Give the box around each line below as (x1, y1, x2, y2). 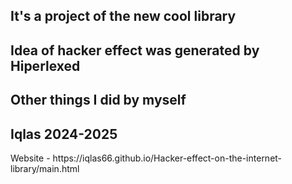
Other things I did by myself (10, 92, 187, 109)
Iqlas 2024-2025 (10, 125, 118, 143)
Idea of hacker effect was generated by (10, 42, 260, 59)
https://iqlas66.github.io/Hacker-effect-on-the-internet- (52, 152, 283, 164)
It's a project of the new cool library (10, 8, 237, 25)
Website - (10, 152, 51, 164)
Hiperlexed (10, 57, 81, 74)
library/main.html (10, 162, 80, 174)
